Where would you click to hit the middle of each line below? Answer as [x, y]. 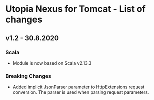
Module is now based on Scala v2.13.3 [52, 63]
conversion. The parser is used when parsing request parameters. [81, 92]
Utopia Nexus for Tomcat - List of [76, 9]
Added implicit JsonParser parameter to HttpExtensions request [79, 87]
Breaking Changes [28, 76]
